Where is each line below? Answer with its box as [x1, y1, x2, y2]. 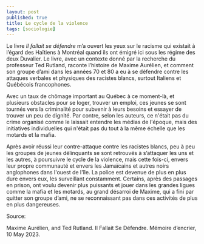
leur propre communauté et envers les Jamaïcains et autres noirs [6, 162, 169, 170]
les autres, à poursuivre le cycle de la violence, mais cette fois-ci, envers [6, 156, 188, 163]
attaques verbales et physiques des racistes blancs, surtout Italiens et [6, 74, 182, 82]
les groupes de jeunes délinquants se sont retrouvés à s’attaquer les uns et [6, 150, 194, 157]
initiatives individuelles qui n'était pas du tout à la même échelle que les [6, 125, 185, 132]
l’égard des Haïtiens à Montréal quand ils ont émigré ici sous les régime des [6, 49, 195, 56]
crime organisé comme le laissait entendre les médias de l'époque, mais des [6, 119, 197, 126]
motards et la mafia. [6, 131, 56, 139]
